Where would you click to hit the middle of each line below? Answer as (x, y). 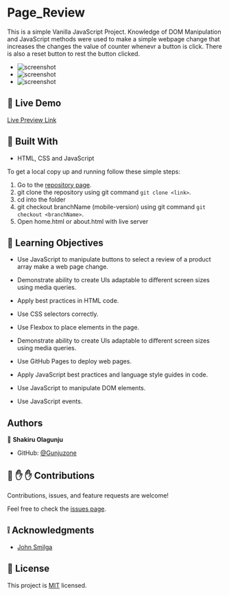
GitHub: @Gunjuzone (47, 453)
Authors (25, 423)
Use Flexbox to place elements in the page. (78, 328)
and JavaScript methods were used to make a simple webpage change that (114, 39)
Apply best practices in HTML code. (68, 301)
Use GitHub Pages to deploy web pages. (74, 361)
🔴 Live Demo (34, 104)
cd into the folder (41, 199)
